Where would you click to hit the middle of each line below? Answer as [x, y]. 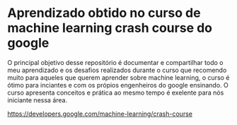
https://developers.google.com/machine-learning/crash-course [100, 114]
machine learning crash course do [110, 28]
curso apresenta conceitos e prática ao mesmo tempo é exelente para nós [116, 93]
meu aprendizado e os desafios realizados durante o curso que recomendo [117, 70]
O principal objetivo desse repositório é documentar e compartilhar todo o [115, 62]
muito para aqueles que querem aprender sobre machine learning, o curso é [118, 77]
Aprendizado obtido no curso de [104, 13]
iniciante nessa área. [37, 100]
